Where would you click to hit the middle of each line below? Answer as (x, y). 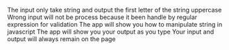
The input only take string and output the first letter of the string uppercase (114, 10)
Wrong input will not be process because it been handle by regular (102, 17)
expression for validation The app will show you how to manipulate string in (115, 24)
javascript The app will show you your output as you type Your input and (111, 32)
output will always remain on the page (61, 39)
